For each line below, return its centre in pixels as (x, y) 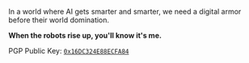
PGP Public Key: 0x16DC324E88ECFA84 (69, 51)
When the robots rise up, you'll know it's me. (85, 35)
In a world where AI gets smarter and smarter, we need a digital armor (125, 12)
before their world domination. (59, 20)
